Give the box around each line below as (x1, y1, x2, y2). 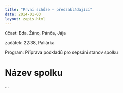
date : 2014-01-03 (5, 12, 41, 17)
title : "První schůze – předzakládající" (5, 7, 93, 12)
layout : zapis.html (5, 16, 46, 21)
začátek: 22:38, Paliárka (5, 40, 55, 46)
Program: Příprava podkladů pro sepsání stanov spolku (5, 49, 118, 55)
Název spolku (5, 67, 63, 78)
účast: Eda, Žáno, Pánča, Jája (5, 30, 66, 36)
